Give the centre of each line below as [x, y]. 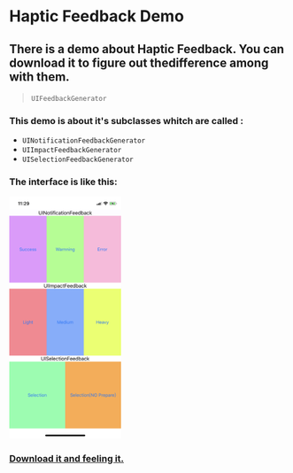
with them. [39, 77]
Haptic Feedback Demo [96, 16]
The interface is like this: [63, 182]
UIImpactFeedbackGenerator [72, 151]
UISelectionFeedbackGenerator [78, 160]
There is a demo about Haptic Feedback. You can [147, 49]
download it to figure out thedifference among [139, 62]
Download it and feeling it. [66, 458]
